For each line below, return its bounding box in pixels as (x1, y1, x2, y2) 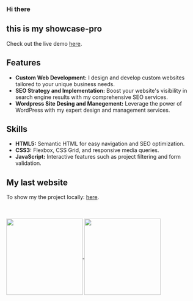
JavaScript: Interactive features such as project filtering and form (15, 153, 181, 161)
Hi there (6, 5, 31, 13)
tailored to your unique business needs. (15, 80, 115, 87)
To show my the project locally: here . (6, 194, 100, 201)
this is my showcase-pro (6, 24, 103, 34)
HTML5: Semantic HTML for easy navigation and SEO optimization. (15, 140, 185, 148)
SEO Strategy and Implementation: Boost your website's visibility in (15, 87, 188, 94)
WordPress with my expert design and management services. (15, 106, 170, 114)
